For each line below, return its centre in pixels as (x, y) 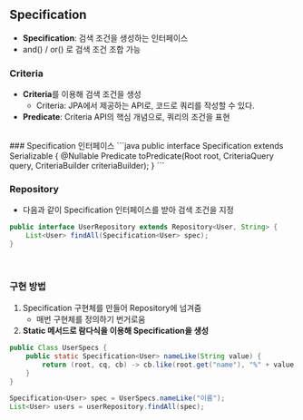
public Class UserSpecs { (58, 348)
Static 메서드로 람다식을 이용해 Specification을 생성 (115, 331)
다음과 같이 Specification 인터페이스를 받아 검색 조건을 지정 (128, 210)
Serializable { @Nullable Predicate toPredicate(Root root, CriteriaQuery (142, 156)
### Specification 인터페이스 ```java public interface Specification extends (147, 146)
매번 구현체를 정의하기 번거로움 (91, 319)
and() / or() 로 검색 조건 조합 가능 (82, 49)
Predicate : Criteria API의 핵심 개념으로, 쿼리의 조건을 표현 (126, 117)
